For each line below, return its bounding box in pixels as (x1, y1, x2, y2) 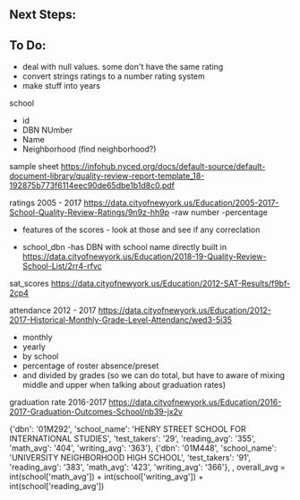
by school (21, 351, 59, 362)
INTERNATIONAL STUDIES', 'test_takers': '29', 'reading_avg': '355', (9, 434, 256, 444)
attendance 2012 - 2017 (9, 305, 97, 316)
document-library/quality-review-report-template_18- (9, 170, 205, 182)
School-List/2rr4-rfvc (21, 261, 103, 272)
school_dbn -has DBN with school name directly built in (21, 242, 227, 253)
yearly (21, 341, 47, 352)
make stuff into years (21, 81, 101, 91)
